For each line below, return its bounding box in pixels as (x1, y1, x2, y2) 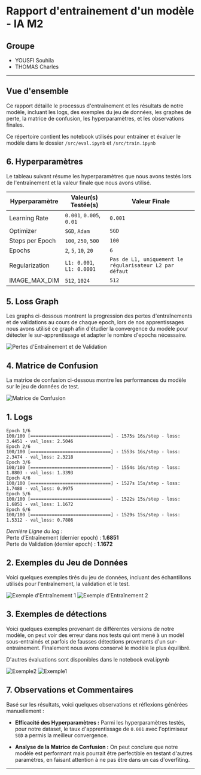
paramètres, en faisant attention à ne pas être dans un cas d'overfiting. (14, 756, 190, 763)
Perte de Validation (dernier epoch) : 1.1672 (6, 540, 113, 547)
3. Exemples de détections (6, 609, 107, 620)
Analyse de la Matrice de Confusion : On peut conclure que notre (14, 743, 178, 750)
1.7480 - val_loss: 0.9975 (6, 486, 74, 492)
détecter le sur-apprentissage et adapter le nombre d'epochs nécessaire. (6, 331, 187, 339)
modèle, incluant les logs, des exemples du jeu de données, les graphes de (6, 108, 191, 115)
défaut (109, 268, 129, 274)
